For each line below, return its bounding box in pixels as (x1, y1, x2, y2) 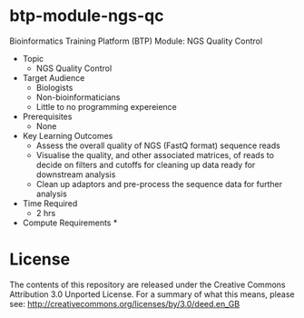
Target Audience (22, 72, 85, 83)
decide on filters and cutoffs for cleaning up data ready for (35, 159, 256, 170)
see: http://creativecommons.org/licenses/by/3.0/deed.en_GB (9, 298, 240, 309)
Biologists (35, 82, 74, 93)
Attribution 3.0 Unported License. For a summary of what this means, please (9, 288, 295, 300)
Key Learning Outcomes (22, 130, 113, 141)
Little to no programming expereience (35, 101, 177, 112)
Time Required (22, 197, 78, 209)
